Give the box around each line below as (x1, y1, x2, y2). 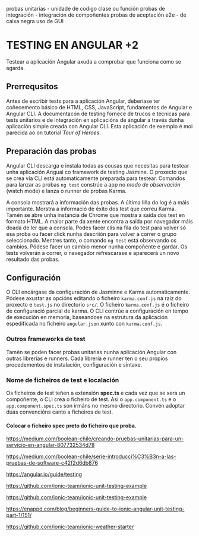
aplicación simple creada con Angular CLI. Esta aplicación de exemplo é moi (6, 122, 193, 130)
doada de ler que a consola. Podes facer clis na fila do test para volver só (6, 224, 186, 231)
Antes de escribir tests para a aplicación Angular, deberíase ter (6, 97, 160, 105)
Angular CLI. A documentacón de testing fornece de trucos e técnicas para (6, 110, 190, 117)
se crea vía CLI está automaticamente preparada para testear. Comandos (6, 175, 185, 182)
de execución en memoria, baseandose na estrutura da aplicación (6, 314, 168, 321)
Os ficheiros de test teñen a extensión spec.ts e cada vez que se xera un (6, 389, 185, 396)
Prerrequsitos (6, 81, 58, 92)
